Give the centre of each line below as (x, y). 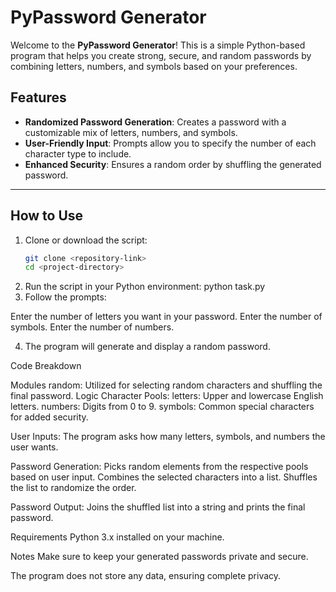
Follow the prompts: (65, 297)
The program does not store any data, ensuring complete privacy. (146, 576)
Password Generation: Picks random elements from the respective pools (159, 467)
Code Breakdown (46, 366)
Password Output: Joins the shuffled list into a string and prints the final (158, 507)
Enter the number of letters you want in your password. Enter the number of (166, 317)
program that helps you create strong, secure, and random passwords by (161, 55)
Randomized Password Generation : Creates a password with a (155, 122)
